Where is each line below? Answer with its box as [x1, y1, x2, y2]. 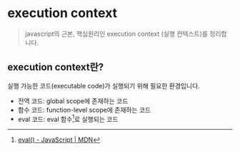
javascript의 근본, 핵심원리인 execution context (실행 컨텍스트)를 [24, 29, 209, 38]
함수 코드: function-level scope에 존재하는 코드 [17, 105, 151, 114]
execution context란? [7, 61, 104, 73]
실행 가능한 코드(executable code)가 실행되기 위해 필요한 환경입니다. [7, 81, 200, 90]
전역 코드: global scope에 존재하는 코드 [17, 96, 129, 105]
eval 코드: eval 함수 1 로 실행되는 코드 [17, 113, 119, 123]
